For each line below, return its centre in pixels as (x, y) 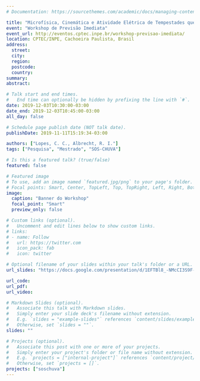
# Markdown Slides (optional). (45, 303)
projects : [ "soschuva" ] (36, 369)
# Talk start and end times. (42, 94)
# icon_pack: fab (30, 248)
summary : (17, 78)
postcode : (24, 67)
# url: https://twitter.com (44, 242)
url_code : (18, 281)
